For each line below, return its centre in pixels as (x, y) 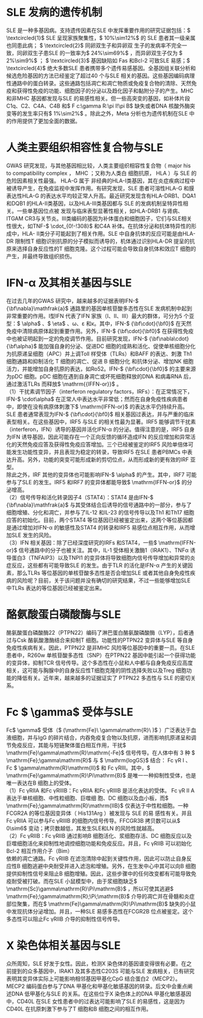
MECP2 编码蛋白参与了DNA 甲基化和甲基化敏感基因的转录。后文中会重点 (97, 986)
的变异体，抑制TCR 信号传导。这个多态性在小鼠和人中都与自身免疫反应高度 (100, 663)
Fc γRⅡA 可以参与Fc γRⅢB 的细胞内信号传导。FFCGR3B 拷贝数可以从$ (93, 820)
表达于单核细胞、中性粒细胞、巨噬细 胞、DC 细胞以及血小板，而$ (88, 798)
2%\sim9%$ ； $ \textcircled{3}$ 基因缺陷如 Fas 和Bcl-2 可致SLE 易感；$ (98, 60)
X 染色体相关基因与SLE (63, 945)
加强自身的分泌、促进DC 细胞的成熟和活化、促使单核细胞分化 (119, 346)
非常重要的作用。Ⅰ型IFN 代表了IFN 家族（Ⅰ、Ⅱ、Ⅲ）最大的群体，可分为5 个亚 (100, 316)
